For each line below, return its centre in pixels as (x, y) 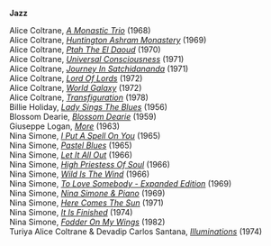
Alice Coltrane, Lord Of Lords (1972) (76, 78)
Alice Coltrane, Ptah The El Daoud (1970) (85, 50)
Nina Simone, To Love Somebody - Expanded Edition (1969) (121, 183)
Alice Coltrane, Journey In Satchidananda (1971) (99, 68)
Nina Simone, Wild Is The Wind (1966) (80, 174)
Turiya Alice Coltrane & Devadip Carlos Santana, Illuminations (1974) (136, 232)
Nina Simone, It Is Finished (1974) (71, 212)
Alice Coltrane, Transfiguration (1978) (79, 97)
